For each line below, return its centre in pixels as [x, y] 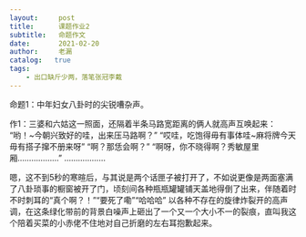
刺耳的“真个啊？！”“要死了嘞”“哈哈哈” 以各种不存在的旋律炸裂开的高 [153, 200]
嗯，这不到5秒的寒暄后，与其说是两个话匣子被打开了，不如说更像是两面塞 [148, 177]
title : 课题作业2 [50, 26]
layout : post [42, 18]
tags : [20, 69]
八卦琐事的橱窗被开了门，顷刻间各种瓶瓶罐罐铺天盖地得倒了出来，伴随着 [153, 189]
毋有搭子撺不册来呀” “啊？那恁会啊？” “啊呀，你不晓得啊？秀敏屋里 [134, 146]
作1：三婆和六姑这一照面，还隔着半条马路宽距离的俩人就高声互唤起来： [143, 123]
